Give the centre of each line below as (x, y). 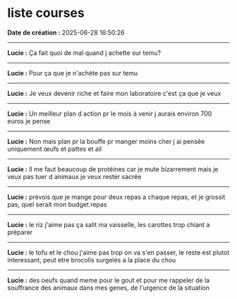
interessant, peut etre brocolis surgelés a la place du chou (92, 260)
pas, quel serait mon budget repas (57, 204)
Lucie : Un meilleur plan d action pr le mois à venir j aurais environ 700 (110, 114)
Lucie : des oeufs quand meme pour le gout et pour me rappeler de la (109, 280)
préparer (20, 232)
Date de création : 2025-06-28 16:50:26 (66, 32)
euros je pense (29, 121)
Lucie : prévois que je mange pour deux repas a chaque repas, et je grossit (116, 197)
